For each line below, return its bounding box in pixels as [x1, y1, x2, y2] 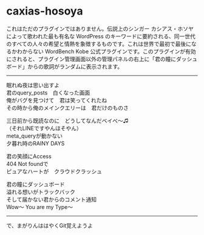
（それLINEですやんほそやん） [6, 124, 82, 131]
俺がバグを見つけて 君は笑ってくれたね [6, 96, 107, 104]
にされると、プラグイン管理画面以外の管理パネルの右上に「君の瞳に [6, 55, 177, 62]
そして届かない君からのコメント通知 [6, 196, 97, 203]
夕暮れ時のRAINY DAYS [6, 139, 65, 147]
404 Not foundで [6, 160, 49, 167]
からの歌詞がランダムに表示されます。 [27, 62, 123, 70]
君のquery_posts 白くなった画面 [6, 89, 90, 96]
